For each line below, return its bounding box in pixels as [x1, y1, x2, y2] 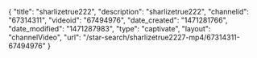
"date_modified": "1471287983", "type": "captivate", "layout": [8, 24, 211, 33]
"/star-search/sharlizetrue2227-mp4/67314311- [83, 32, 240, 42]
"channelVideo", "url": [8, 32, 82, 42]
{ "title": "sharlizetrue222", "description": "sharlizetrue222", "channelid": [8, 7, 250, 16]
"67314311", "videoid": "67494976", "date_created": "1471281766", [8, 15, 228, 25]
